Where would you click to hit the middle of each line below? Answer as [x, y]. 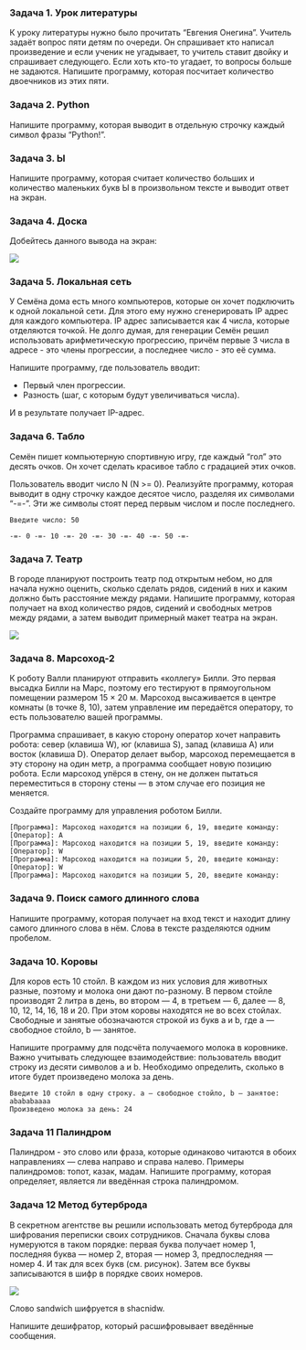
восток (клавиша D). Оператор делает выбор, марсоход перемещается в [153, 754]
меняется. [30, 793]
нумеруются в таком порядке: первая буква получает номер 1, [132, 1244]
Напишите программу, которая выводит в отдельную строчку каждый [147, 124]
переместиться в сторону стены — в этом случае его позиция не [137, 784]
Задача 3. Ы [37, 158]
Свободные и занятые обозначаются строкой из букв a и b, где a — [142, 1019]
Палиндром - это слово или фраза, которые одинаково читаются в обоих [153, 1152]
